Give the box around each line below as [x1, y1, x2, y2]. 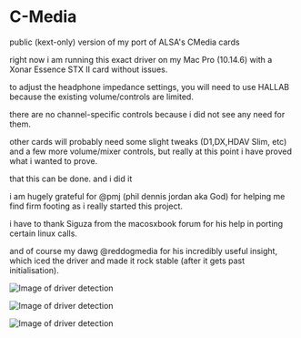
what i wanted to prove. [9, 155, 98, 166]
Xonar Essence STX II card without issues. [9, 64, 168, 75]
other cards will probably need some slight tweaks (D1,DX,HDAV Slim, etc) [9, 136, 287, 147]
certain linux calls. [9, 228, 77, 239]
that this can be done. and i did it [9, 173, 133, 184]
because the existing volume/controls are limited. [9, 91, 194, 102]
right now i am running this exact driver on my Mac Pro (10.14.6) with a [9, 54, 273, 65]
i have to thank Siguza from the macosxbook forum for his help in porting [9, 218, 284, 229]
